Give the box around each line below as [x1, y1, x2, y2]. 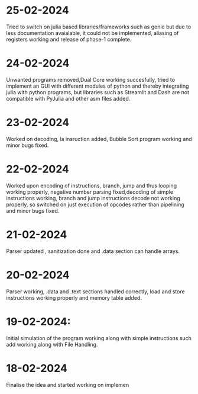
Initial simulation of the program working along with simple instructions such [6, 334, 192, 341]
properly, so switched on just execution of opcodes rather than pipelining [6, 201, 184, 208]
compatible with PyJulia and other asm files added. [6, 95, 131, 102]
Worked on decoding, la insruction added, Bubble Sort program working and [6, 135, 192, 142]
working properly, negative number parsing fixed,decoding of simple [6, 188, 173, 196]
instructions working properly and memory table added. [6, 294, 142, 301]
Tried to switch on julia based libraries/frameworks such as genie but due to [6, 23, 191, 30]
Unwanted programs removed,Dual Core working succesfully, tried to [6, 76, 176, 83]
